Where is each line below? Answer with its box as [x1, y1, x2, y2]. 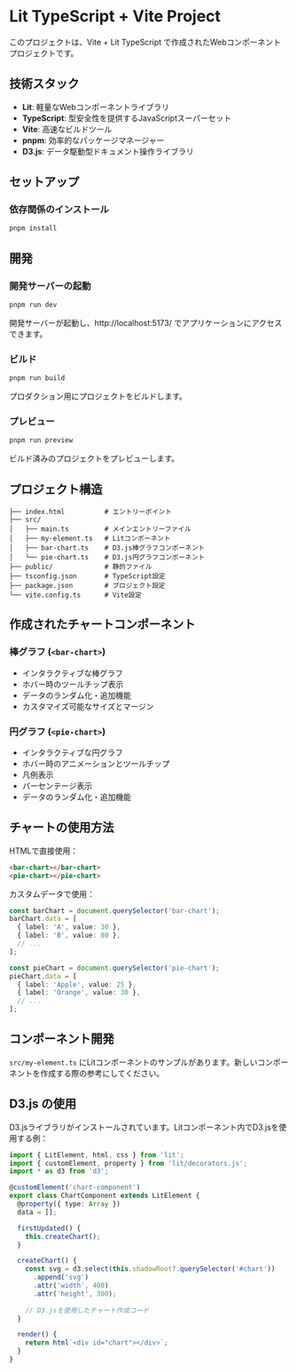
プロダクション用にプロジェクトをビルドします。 [9, 391, 188, 401]
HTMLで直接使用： [9, 845, 79, 856]
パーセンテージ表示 [21, 781, 93, 791]
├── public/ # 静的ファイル [9, 562, 152, 572]
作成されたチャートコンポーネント [9, 617, 196, 632]
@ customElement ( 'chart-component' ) [9, 1183, 141, 1192]
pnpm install [9, 224, 58, 233]
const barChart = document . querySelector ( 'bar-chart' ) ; [9, 906, 220, 916]
